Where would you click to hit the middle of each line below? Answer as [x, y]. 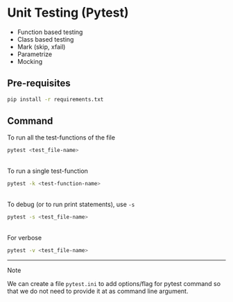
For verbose [25, 238]
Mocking [30, 61]
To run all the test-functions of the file [61, 137]
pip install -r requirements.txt [55, 99]
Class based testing [45, 39]
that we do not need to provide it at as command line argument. [98, 291]
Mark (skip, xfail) [41, 47]
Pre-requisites [39, 84]
